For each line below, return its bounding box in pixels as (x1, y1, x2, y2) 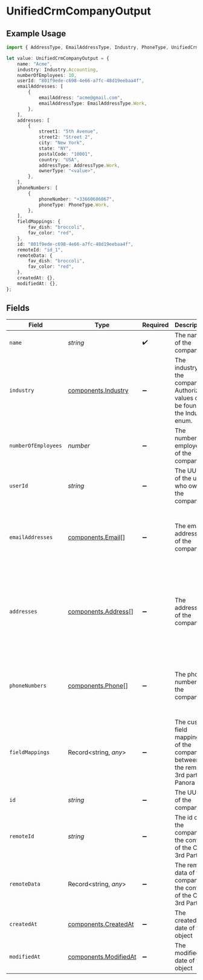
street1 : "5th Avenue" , (38, 128, 98, 134)
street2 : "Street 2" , (38, 134, 94, 141)
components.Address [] (68, 608, 134, 616)
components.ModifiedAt (68, 953, 137, 961)
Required (141, 321, 169, 329)
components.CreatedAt (68, 920, 134, 929)
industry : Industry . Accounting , (17, 67, 98, 73)
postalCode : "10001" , (38, 151, 94, 157)
